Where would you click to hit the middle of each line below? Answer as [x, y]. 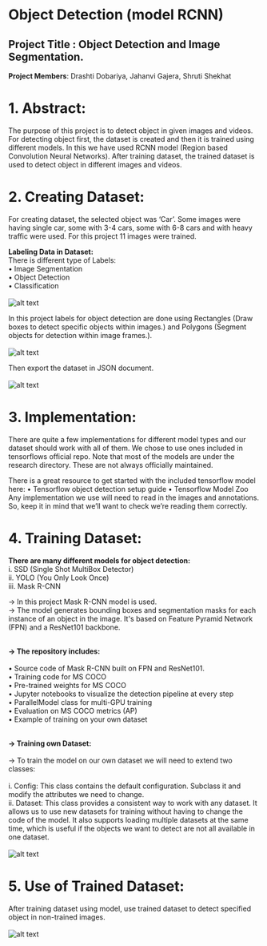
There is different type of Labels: [62, 260]
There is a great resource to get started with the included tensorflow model [132, 480]
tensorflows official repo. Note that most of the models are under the [122, 456]
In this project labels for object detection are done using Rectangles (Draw [131, 318]
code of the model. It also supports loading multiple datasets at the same [129, 819]
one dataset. [29, 837]
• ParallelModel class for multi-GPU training [80, 702]
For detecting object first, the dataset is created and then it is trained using [131, 139]
